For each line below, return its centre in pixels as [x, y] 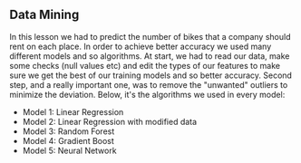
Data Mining [44, 15]
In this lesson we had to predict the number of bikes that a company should [150, 36]
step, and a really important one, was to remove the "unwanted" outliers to [149, 84]
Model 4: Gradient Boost [68, 140]
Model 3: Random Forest [68, 131]
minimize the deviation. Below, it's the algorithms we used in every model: [147, 94]
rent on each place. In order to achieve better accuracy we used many [141, 46]
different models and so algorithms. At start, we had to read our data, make [150, 56]
